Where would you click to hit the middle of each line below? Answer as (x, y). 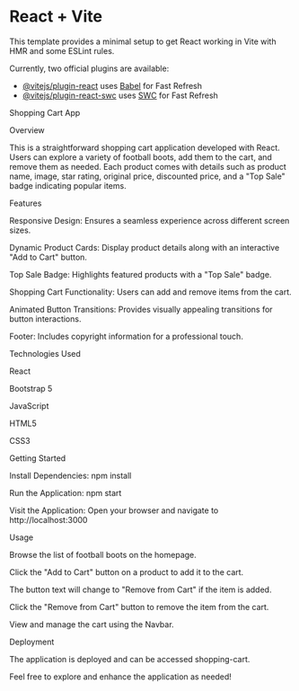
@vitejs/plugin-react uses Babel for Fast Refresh (112, 85)
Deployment (32, 642)
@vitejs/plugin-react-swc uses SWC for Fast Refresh (120, 95)
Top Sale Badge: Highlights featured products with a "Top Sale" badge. (141, 274)
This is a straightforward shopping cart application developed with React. (145, 147)
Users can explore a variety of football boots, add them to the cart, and (141, 157)
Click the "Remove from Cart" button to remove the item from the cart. (139, 607)
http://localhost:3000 (48, 519)
